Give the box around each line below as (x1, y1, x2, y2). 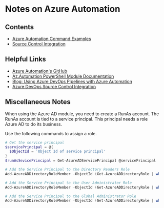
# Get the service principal (5, 140, 64, 145)
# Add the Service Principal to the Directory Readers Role (5, 167, 130, 172)
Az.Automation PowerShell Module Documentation (12, 73, 114, 79)
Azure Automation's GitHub (12, 68, 67, 74)
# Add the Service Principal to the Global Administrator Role (5, 194, 137, 199)
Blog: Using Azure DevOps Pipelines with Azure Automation (12, 78, 133, 84)
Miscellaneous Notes (5, 98, 71, 106)
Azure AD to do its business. (5, 121, 62, 127)
